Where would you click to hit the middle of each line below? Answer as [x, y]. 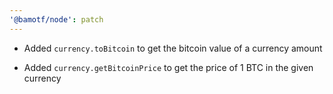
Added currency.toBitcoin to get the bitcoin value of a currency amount [173, 48]
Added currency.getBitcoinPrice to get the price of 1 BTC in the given [168, 67]
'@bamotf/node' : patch [56, 19]
